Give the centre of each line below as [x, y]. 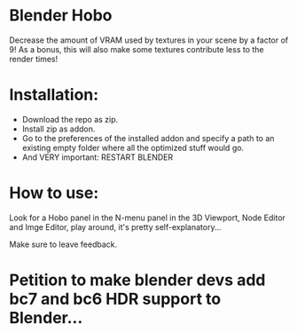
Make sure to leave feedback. [63, 244]
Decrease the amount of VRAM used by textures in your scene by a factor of [149, 40]
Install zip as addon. [59, 129]
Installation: [54, 95]
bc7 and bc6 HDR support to [115, 299]
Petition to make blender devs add [137, 280]
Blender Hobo [61, 16]
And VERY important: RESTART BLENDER [98, 157]
